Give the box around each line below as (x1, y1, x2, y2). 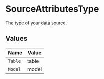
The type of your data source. (5, 20, 67, 26)
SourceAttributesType (5, 3, 99, 15)
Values (5, 34, 28, 43)
